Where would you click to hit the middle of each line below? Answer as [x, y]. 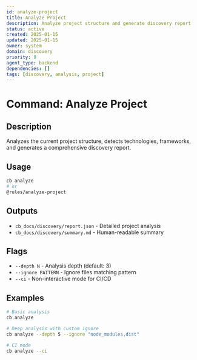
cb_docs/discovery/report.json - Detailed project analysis [88, 226]
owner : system [24, 46]
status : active [25, 29]
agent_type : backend [32, 63]
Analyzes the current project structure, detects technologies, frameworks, [99, 141]
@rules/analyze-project [36, 192]
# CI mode [19, 345]
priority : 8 [21, 57]
